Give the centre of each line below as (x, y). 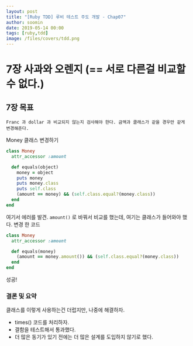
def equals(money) (34, 251)
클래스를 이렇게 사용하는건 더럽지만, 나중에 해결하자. (65, 310)
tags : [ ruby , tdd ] (27, 33)
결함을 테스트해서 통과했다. (45, 330)
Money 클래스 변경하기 (32, 140)
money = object (35, 172)
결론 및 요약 (21, 296)
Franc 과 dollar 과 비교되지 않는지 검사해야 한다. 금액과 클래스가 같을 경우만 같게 (96, 122)
